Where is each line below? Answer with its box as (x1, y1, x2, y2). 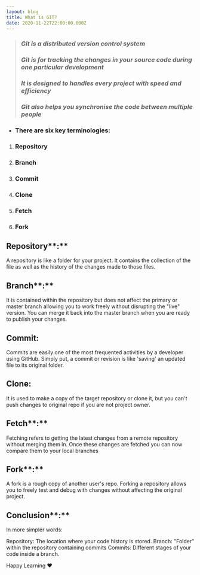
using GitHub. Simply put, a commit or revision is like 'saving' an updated (6, 355, 186, 362)
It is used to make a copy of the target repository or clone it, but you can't (6, 394, 187, 401)
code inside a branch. (6, 550, 60, 558)
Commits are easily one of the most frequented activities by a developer (6, 348, 184, 356)
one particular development (20, 63, 104, 72)
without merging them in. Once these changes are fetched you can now (6, 440, 183, 448)
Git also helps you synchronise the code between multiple (20, 103, 193, 111)
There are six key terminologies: (14, 126, 110, 135)
